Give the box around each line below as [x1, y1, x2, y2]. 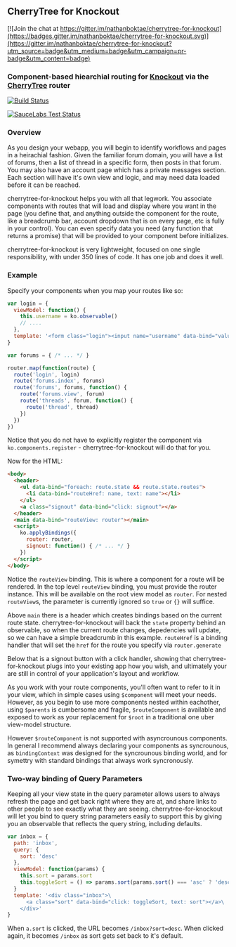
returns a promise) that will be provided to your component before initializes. [7, 232, 229, 240]
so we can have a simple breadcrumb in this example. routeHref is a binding [7, 633, 228, 641]
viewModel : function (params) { [13, 866, 105, 873]
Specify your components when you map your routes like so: [7, 286, 183, 294]
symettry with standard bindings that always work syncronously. [7, 756, 194, 764]
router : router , [25, 536, 74, 543]
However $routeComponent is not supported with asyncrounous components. [7, 733, 228, 742]
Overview [7, 128, 41, 138]
